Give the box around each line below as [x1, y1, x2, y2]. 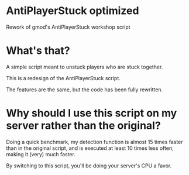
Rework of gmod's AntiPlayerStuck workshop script [6, 23, 130, 30]
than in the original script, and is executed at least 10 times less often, [6, 145, 174, 152]
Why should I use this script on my [6, 107, 177, 120]
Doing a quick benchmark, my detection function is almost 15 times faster [6, 138, 183, 145]
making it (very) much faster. [6, 150, 76, 157]
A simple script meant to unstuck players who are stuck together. [6, 63, 163, 70]
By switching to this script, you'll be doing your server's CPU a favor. [6, 162, 172, 169]
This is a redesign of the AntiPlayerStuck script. [6, 74, 121, 81]
